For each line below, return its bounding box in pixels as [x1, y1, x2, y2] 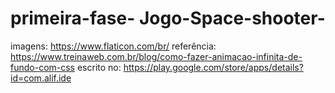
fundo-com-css [10, 61, 76, 73]
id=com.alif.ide [10, 72, 72, 84]
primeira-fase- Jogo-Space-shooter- [10, 7, 326, 30]
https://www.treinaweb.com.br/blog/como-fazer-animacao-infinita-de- [10, 50, 303, 62]
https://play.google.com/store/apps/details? [123, 61, 304, 73]
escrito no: [76, 61, 122, 73]
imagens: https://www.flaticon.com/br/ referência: [10, 40, 217, 52]
